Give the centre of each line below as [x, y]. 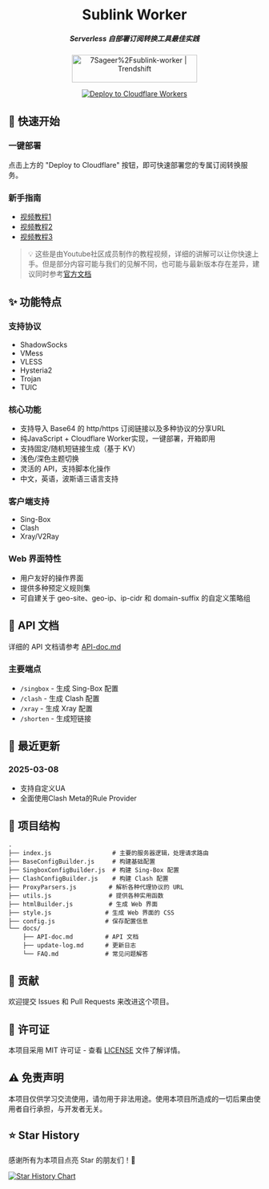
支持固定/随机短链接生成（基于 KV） [80, 449]
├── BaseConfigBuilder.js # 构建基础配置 [82, 862]
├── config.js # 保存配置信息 [78, 922]
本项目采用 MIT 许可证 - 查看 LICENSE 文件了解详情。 [96, 1050]
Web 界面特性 [35, 559]
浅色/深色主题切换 [49, 458]
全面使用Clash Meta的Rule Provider [78, 798]
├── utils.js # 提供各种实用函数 [86, 896]
